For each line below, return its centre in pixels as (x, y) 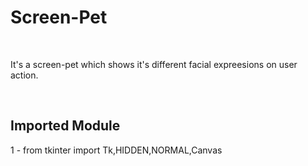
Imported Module (65, 126)
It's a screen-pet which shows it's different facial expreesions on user (154, 64)
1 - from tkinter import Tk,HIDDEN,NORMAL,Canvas (116, 150)
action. (24, 75)
